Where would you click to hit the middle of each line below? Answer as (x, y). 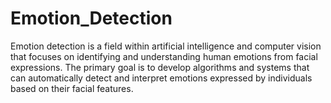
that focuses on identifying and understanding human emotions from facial (164, 56)
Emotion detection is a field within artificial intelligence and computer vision (166, 46)
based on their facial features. (72, 88)
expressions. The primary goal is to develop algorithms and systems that (160, 67)
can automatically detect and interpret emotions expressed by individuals (161, 78)
